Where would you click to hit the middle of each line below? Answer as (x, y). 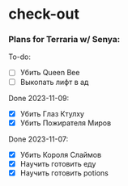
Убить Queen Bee (50, 73)
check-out (44, 14)
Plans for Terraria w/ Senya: (64, 40)
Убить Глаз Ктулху (52, 113)
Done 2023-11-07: (38, 139)
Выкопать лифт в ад (54, 82)
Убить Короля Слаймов (61, 154)
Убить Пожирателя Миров (66, 123)
